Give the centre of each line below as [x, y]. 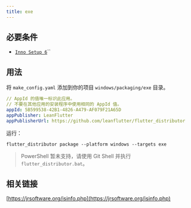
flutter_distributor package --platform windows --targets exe [87, 144]
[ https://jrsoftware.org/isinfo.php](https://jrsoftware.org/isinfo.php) [89, 198]
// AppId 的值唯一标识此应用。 [41, 99]
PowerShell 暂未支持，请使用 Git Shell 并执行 [76, 156]
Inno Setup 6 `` [33, 52]
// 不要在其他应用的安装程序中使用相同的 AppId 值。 [64, 105]
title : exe [20, 12]
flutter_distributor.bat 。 [54, 163]
